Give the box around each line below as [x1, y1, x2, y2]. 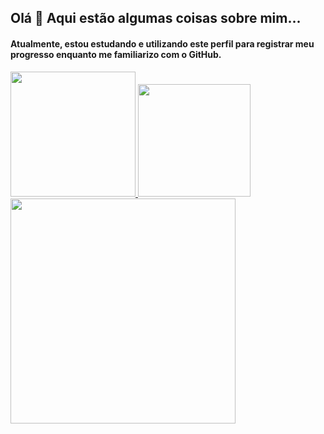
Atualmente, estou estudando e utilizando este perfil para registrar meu [10, 37, 315, 50]
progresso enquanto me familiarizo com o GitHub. [10, 48, 222, 60]
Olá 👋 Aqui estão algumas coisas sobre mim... [10, 10, 302, 27]
